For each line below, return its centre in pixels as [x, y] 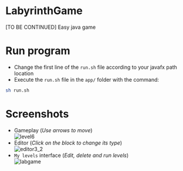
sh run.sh [18, 90]
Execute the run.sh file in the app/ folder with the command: [87, 79]
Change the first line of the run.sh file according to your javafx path [95, 67]
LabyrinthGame [44, 11]
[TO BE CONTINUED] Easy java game [51, 27]
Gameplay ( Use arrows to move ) [53, 130]
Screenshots [37, 114]
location [24, 73]
